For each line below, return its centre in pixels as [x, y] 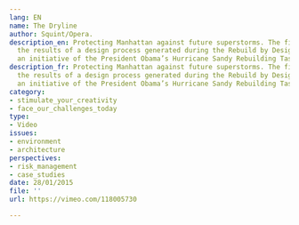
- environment [36, 141]
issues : [24, 133]
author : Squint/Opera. [51, 34]
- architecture [37, 149]
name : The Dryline [43, 26]
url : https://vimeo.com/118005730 [73, 200]
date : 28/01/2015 [41, 183]
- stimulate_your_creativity [63, 100]
